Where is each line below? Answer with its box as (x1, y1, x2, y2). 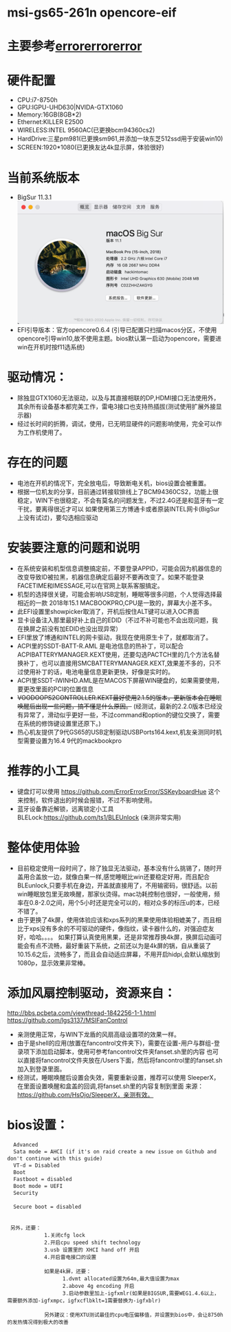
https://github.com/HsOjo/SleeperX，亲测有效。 (16, 1090, 154, 1098)
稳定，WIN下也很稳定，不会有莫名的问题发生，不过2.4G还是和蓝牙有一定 (16, 496, 224, 504)
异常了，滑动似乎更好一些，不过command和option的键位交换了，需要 (23, 711, 221, 719)
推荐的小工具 (7, 764, 80, 779)
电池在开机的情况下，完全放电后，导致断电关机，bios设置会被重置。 (16, 479, 210, 487)
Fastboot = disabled (13, 1176, 72, 1182)
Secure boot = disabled (13, 1203, 81, 1210)
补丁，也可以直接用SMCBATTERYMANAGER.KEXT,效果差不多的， (23, 659, 210, 668)
